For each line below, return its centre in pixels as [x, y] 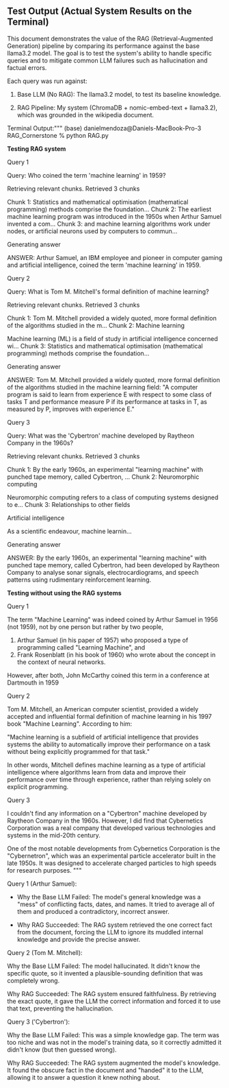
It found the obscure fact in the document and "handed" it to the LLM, [105, 1070]
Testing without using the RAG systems [64, 593]
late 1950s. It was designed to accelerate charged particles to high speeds [112, 863]
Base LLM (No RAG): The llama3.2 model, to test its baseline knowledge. [119, 94]
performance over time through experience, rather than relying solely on [109, 779]
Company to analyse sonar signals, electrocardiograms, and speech [103, 572]
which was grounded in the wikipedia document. [85, 115]
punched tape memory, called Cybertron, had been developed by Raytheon [113, 565]
